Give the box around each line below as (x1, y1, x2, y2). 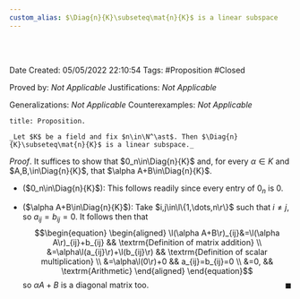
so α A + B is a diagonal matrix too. (21, 279, 150, 291)
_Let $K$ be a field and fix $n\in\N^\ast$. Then (9, 132, 199, 141)
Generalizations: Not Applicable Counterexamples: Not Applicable (9, 99, 253, 110)
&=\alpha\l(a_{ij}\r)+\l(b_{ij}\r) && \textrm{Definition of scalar (46, 247, 269, 258)
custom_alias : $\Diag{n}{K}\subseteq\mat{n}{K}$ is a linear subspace (9, 13, 279, 22)
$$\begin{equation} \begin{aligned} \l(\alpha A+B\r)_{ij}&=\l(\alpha (34, 227, 280, 238)
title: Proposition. (9, 116, 87, 125)
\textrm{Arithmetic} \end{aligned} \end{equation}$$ (61, 266, 253, 277)
